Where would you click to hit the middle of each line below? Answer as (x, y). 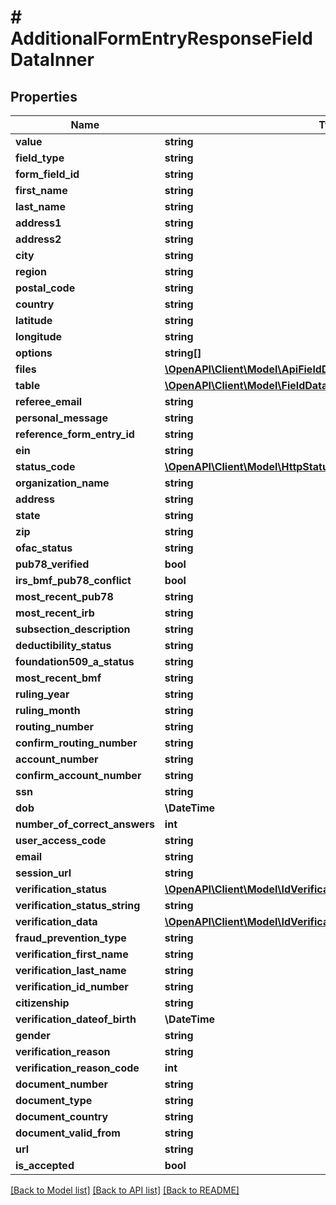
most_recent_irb (55, 613)
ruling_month (48, 710)
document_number (62, 1084)
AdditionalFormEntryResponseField (161, 38)
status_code (45, 466)
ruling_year (42, 694)
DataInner (52, 60)
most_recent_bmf (58, 678)
